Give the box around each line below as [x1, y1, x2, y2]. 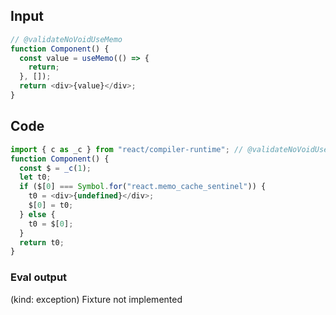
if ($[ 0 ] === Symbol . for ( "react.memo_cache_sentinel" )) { [19, 182, 267, 192]
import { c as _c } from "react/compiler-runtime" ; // [10, 144, 244, 154]
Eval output [10, 270, 68, 284]
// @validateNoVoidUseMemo [10, 34, 123, 44]
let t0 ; [19, 172, 52, 183]
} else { [19, 209, 56, 219]
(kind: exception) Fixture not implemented [10, 293, 183, 305]
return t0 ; [19, 237, 65, 248]
